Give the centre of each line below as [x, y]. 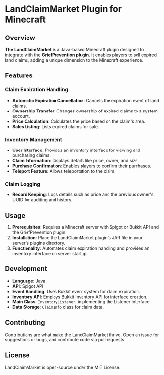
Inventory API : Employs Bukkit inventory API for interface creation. [80, 297]
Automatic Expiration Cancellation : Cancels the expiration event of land [86, 100]
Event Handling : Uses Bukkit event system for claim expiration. [76, 291]
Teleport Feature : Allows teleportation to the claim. [64, 171]
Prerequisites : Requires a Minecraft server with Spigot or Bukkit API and [85, 227]
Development [26, 269]
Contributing [25, 322]
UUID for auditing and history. [42, 200]
